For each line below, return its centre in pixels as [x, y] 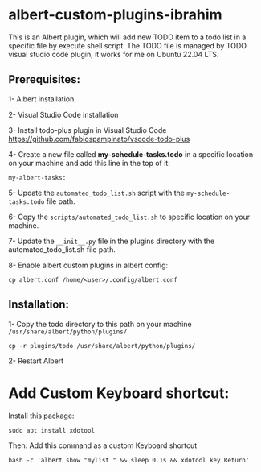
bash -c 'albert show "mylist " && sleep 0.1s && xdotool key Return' [129, 460]
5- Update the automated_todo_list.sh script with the [96, 193]
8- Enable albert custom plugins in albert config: [88, 265]
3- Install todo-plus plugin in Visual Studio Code [88, 130]
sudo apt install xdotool [51, 430]
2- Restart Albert [36, 361]
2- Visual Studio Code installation [63, 114]
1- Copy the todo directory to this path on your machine [100, 324]
